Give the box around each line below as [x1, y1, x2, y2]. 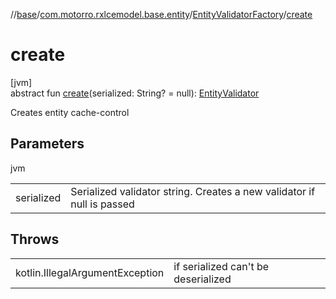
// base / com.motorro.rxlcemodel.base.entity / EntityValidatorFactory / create [10, 9, 313, 20]
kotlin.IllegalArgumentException [15, 265, 165, 279]
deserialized [173, 272, 232, 286]
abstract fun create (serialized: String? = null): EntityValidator [10, 87, 260, 99]
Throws [10, 231, 60, 248]
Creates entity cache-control [10, 106, 130, 118]
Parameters [10, 135, 85, 153]
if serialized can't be [173, 259, 270, 273]
